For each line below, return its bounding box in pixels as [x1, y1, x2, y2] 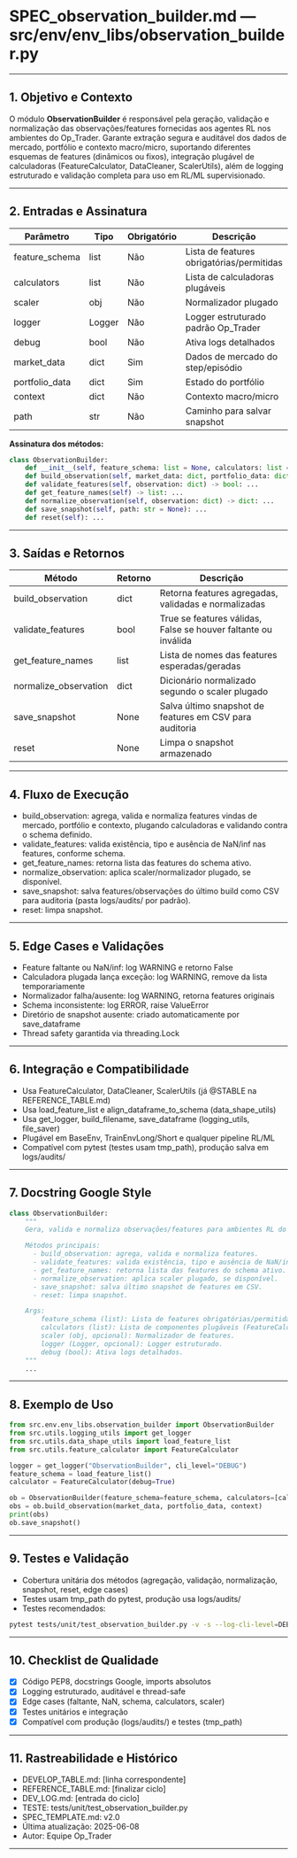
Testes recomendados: [21, 1603, 106, 1614]
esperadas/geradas [159, 660, 241, 672]
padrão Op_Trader [185, 321, 261, 334]
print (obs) [9, 1510, 49, 1520]
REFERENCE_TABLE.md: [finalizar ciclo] [21, 1784, 166, 1794]
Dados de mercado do [185, 350, 278, 362]
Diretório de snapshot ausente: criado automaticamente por [21, 1010, 240, 1019]
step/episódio [185, 361, 243, 374]
